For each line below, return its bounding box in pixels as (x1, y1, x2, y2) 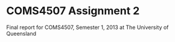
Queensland (6, 30, 37, 37)
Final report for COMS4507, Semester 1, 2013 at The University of (6, 24, 169, 31)
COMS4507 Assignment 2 (6, 4, 140, 18)
